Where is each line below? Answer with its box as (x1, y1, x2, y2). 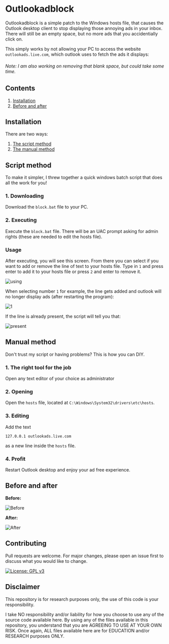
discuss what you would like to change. (5, 558, 88, 564)
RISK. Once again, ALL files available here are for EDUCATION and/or (5, 627, 150, 633)
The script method (12, 141, 52, 147)
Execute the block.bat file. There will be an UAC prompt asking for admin (5, 228, 158, 234)
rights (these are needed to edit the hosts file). (5, 233, 103, 240)
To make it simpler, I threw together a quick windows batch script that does (5, 175, 162, 181)
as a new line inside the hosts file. (5, 443, 76, 449)
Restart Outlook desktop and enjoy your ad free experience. (5, 467, 130, 473)
